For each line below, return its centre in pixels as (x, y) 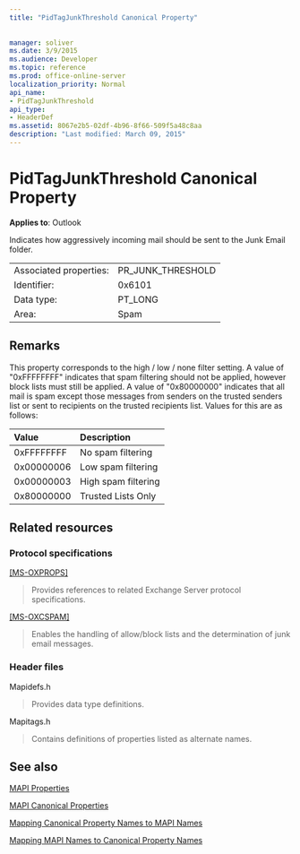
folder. (21, 249)
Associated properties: (61, 270)
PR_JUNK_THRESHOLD (167, 270)
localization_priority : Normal (68, 84)
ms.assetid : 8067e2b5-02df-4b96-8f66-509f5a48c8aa (106, 126)
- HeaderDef (31, 117)
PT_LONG (138, 299)
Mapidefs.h (30, 686)
